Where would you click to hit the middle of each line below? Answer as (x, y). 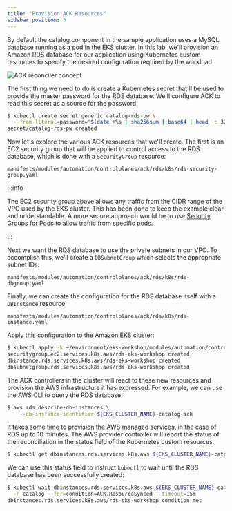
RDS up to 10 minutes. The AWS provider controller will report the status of (113, 434)
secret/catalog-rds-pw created (52, 128)
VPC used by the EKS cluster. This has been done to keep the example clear (116, 209)
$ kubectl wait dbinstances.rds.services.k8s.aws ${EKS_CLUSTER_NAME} (111, 488)
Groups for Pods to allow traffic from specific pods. (80, 223)
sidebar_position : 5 (37, 20)
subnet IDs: (23, 265)
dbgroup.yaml (26, 284)
